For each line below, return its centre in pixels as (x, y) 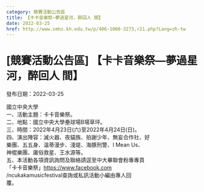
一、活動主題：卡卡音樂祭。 (41, 115)
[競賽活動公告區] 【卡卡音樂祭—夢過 (97, 61)
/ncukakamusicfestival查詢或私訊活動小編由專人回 (69, 175)
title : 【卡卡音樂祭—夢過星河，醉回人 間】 (55, 18)
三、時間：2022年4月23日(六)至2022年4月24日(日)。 (73, 130)
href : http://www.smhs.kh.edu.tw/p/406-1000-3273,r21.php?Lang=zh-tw (96, 29)
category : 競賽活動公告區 (36, 12)
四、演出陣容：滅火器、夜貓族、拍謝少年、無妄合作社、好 (78, 137)
